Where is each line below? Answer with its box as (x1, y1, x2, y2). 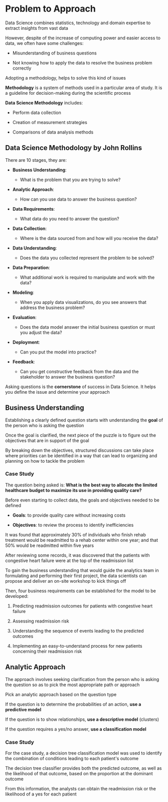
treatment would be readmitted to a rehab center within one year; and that (5, 537, 158, 543)
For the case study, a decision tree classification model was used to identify (5, 750, 162, 756)
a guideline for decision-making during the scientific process (5, 90, 131, 96)
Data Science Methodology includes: (5, 99, 83, 106)
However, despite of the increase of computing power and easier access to (5, 35, 160, 41)
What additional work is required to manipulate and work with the (20, 274, 155, 280)
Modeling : (12, 289, 34, 295)
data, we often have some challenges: (5, 40, 84, 46)
